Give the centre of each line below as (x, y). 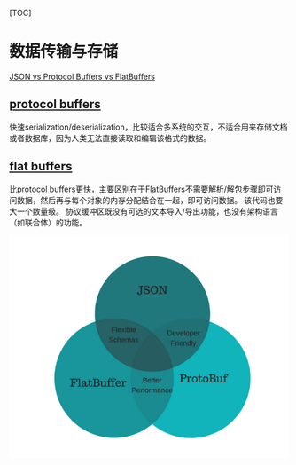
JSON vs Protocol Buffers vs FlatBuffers (82, 76)
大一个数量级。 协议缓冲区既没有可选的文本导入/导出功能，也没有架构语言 (144, 211)
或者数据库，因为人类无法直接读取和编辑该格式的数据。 (110, 138)
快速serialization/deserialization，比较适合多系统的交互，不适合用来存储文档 (148, 127)
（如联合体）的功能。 (48, 222)
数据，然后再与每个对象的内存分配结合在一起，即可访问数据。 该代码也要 (150, 200)
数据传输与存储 (64, 51)
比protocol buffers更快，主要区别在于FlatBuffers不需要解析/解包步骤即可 (141, 189)
